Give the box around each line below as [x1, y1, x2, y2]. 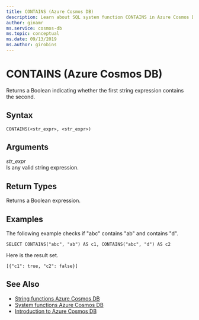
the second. [6, 93, 36, 100]
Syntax [6, 110, 33, 120]
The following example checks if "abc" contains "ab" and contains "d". [6, 230, 179, 237]
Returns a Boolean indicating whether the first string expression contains [6, 87, 184, 94]
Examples [6, 214, 43, 224]
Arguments [6, 142, 49, 152]
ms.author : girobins [6, 42, 57, 48]
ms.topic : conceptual [6, 31, 60, 37]
